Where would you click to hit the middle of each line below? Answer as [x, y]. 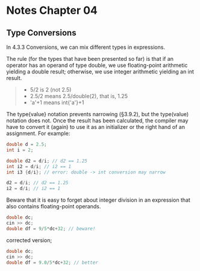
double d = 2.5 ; [27, 145]
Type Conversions [41, 33]
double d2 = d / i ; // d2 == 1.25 [47, 161]
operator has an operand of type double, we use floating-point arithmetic [97, 65]
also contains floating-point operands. [54, 207]
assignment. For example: [38, 133]
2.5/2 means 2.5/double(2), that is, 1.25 [79, 96]
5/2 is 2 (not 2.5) [51, 90]
